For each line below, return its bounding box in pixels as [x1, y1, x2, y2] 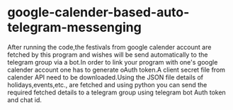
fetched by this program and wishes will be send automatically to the [7, 50, 208, 59]
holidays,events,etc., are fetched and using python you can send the [7, 80, 208, 89]
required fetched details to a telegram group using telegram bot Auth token [7, 88, 227, 97]
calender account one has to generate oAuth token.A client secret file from [7, 65, 225, 74]
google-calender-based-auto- [7, 4, 190, 21]
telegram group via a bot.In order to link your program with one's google [7, 57, 218, 66]
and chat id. [7, 95, 42, 104]
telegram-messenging [7, 19, 142, 35]
